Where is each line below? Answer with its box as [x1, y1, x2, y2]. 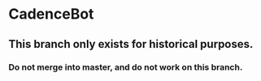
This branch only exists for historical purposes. [8, 37, 254, 51]
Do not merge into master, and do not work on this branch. [8, 62, 243, 73]
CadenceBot [8, 5, 94, 23]
